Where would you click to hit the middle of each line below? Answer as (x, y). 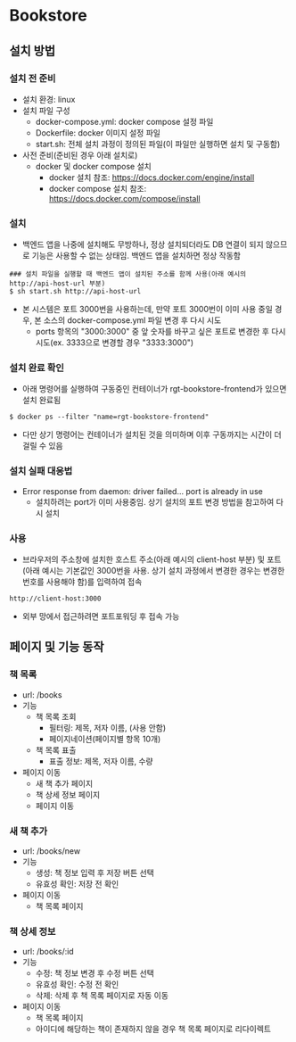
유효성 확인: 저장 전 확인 (77, 884)
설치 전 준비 (33, 79)
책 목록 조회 (56, 716)
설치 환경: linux (49, 99)
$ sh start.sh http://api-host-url (75, 292)
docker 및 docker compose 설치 (93, 166)
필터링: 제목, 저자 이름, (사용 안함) (107, 727)
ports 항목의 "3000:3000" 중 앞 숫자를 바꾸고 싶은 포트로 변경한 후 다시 (160, 332)
